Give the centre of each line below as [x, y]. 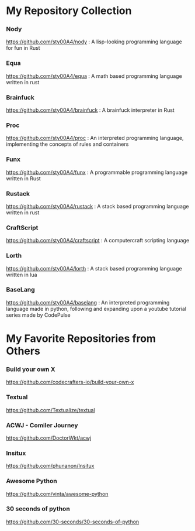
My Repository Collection [69, 11]
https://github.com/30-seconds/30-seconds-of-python [73, 522]
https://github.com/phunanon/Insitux [50, 466]
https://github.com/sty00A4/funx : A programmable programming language [97, 172]
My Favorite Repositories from [81, 339]
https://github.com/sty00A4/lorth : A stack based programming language [94, 268]
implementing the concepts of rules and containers [67, 144]
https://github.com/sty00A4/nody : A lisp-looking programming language [94, 42]
